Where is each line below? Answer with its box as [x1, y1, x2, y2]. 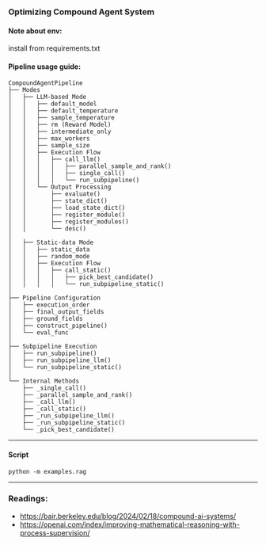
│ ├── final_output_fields [8, 308, 104, 316]
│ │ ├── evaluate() [8, 190, 101, 198]
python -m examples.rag [8, 467, 87, 475]
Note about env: [8, 26, 63, 36]
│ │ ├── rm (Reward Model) [8, 121, 112, 129]
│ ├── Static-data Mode [8, 238, 93, 247]
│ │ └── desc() [8, 225, 87, 233]
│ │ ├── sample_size [8, 142, 90, 150]
